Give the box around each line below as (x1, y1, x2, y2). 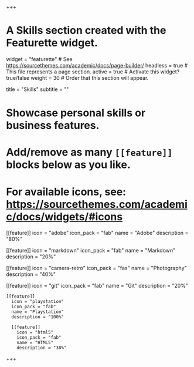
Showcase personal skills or (6, 106, 146, 120)
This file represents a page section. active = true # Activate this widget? (6, 68, 180, 75)
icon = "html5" (16, 329, 54, 335)
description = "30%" (16, 345, 67, 351)
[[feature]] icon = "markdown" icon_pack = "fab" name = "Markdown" (6, 247, 176, 254)
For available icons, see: (6, 185, 127, 198)
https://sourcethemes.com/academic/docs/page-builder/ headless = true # (6, 62, 188, 69)
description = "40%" (6, 271, 56, 278)
